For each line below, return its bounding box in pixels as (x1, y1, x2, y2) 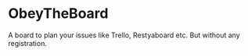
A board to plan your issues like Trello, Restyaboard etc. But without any (8, 30, 240, 40)
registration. (8, 38, 47, 47)
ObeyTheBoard (8, 5, 109, 23)
